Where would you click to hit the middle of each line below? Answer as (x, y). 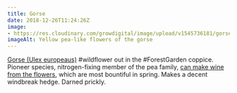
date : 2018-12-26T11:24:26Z (49, 20)
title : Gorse (26, 14)
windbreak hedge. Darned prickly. (57, 82)
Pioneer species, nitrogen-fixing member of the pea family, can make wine (116, 67)
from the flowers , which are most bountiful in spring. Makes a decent (108, 75)
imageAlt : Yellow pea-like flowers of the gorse (80, 40)
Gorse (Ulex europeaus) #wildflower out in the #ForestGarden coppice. (110, 59)
